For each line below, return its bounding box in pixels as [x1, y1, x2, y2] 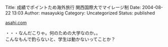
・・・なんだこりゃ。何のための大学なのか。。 [5, 30, 101, 36]
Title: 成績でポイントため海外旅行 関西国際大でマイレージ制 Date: [5, 4, 141, 10]
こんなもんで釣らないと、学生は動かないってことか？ [5, 36, 116, 42]
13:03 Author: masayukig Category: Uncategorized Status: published [12, 10, 155, 16]
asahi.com [5, 19, 27, 25]
